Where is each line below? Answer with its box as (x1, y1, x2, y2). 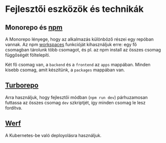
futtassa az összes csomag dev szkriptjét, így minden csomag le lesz (5, 99, 146, 105)
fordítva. (5, 105, 22, 111)
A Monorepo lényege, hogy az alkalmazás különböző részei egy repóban (5, 36, 154, 42)
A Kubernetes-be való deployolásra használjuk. (5, 132, 102, 138)
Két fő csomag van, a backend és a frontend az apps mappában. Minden (5, 62, 151, 67)
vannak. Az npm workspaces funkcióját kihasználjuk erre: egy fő (5, 42, 137, 48)
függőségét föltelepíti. (5, 52, 51, 58)
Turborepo (5, 81, 39, 90)
